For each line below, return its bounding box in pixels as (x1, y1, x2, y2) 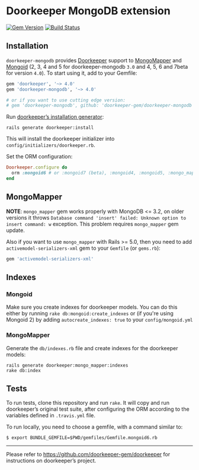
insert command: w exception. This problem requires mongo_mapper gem (6, 220, 179, 227)
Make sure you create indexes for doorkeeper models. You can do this (6, 304, 178, 311)
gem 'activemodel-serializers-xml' (6, 256, 94, 262)
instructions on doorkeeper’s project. (6, 457, 97, 464)
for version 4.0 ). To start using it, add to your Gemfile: (6, 69, 137, 77)
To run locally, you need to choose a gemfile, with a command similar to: (6, 423, 183, 431)
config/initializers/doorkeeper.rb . (6, 141, 96, 149)
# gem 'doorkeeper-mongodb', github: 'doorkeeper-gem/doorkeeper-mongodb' (6, 103, 195, 109)
